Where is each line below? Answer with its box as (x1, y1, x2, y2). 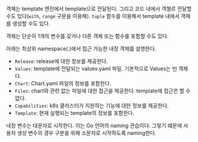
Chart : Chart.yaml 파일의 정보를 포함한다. (14, 80, 111, 87)
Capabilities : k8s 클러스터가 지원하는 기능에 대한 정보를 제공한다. (14, 102, 169, 109)
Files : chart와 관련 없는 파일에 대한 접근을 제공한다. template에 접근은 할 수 (14, 88, 191, 94)
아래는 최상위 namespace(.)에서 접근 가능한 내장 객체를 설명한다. (6, 45, 157, 52)
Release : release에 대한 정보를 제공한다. (14, 58, 108, 64)
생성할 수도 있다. (12, 20, 50, 27)
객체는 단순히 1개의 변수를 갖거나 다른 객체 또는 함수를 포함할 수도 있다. (6, 33, 169, 40)
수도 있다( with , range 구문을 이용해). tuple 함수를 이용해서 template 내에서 (6, 12, 180, 20)
